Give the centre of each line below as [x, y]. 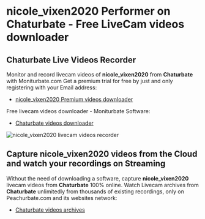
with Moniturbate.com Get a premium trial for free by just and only [90, 81]
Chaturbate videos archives [50, 210]
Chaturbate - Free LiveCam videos [95, 24]
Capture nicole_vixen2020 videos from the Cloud [102, 154]
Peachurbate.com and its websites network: [62, 198]
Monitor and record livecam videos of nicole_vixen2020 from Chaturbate [100, 74]
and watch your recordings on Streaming [86, 164]
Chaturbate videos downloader [54, 123]
